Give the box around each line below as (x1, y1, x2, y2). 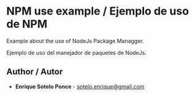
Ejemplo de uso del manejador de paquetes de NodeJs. (6, 49, 147, 56)
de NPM (6, 17, 48, 31)
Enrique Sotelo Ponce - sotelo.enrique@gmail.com (15, 83, 145, 90)
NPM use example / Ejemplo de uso (6, 4, 189, 18)
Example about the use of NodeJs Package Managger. (6, 37, 144, 44)
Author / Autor (6, 67, 63, 77)
